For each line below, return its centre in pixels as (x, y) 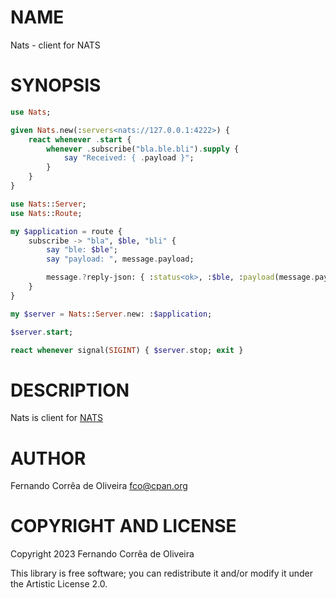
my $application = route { (66, 231)
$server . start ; (42, 332)
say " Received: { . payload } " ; (129, 158)
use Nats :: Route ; (46, 213)
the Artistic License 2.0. (59, 584)
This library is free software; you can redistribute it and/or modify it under (162, 573)
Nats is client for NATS (57, 418)
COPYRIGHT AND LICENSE (123, 526)
